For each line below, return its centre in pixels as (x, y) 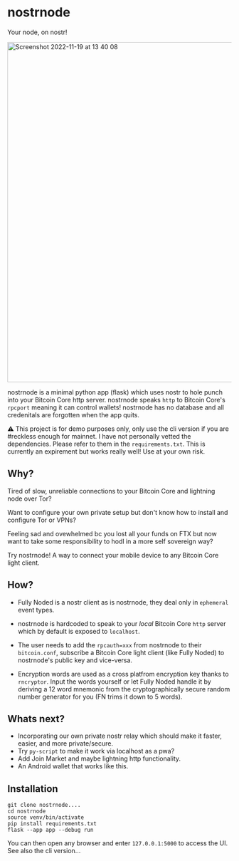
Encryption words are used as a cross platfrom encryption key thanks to (123, 674)
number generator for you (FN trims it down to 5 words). (100, 696)
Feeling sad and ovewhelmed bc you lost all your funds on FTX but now (112, 533)
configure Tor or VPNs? (42, 520)
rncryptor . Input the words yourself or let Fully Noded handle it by (114, 682)
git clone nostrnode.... (44, 805)
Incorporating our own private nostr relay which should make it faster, (120, 736)
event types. (36, 610)
